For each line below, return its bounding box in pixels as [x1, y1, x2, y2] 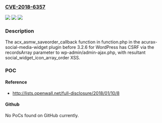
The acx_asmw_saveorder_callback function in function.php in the [5, 39, 141, 45]
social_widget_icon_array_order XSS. [5, 54, 81, 60]
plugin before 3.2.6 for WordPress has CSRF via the [49, 44, 155, 50]
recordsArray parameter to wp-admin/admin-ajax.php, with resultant [5, 49, 146, 55]
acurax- [141, 39, 158, 45]
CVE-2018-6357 [5, 3, 46, 10]
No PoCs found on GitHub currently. [5, 112, 79, 118]
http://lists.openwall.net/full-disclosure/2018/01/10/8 [12, 90, 120, 96]
